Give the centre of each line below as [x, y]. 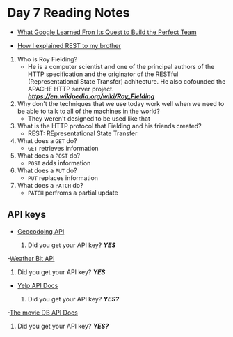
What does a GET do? [47, 140]
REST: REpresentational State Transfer [82, 133]
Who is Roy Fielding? [47, 59]
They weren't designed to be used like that [89, 118]
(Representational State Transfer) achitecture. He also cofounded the [127, 81]
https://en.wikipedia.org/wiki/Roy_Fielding [91, 96]
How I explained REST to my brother [69, 45]
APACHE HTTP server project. [71, 89]
